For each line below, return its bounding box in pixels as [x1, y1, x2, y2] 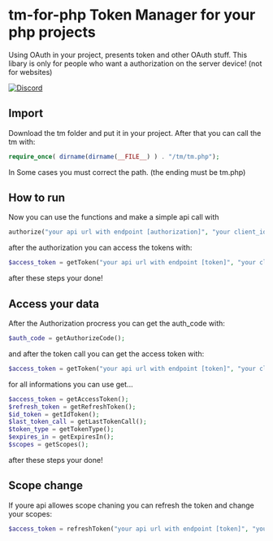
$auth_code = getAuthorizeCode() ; [8, 334, 126, 342]
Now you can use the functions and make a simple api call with [8, 212, 219, 222]
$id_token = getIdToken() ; [8, 410, 100, 418]
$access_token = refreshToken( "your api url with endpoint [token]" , [8, 525, 249, 533]
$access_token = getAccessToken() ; [8, 395, 129, 404]
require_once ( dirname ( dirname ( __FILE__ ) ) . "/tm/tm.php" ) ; [8, 152, 220, 160]
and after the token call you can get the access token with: [8, 348, 205, 359]
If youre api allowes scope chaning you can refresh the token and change [8, 500, 254, 510]
